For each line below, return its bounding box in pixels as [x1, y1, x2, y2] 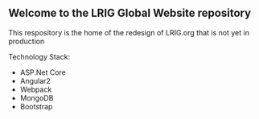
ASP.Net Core [19, 68, 66, 77]
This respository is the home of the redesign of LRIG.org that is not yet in [8, 27, 249, 37]
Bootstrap [19, 101, 53, 111]
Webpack [19, 84, 52, 94]
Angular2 [19, 76, 51, 85]
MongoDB [19, 92, 54, 103]
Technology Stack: [8, 51, 71, 61]
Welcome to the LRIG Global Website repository [8, 6, 252, 20]
